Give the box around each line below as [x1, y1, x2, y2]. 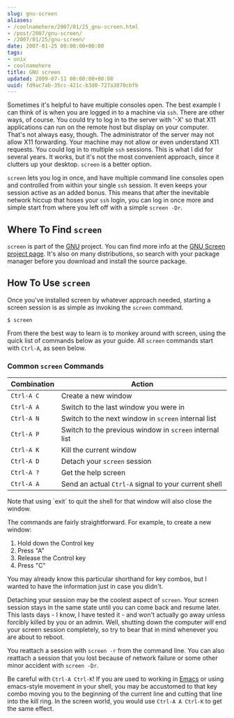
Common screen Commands [7, 361, 104, 371]
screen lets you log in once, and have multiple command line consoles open [7, 174, 224, 182]
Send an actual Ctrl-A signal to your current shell [61, 479, 222, 489]
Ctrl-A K [10, 446, 40, 454]
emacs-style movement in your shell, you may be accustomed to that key [7, 682, 217, 691]
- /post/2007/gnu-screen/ [7, 29, 82, 37]
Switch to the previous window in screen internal [61, 425, 219, 435]
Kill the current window [61, 445, 137, 455]
